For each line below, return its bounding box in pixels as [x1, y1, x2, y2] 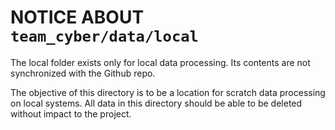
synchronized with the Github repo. [10, 67, 156, 79]
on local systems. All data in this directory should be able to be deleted [10, 97, 303, 109]
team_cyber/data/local [10, 27, 199, 46]
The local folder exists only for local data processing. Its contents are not [10, 56, 311, 68]
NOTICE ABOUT [10, 6, 145, 29]
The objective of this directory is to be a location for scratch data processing [10, 86, 326, 98]
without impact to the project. [10, 107, 132, 120]
